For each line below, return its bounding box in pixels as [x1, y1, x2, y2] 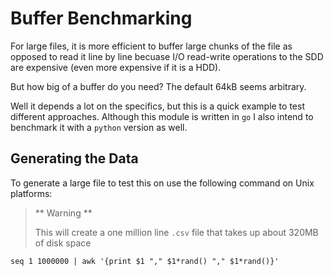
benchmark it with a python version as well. [10, 121, 188, 133]
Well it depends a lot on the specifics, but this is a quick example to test [10, 100, 305, 112]
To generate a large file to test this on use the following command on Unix [10, 177, 315, 189]
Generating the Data [10, 150, 139, 167]
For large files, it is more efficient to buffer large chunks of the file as [10, 40, 293, 52]
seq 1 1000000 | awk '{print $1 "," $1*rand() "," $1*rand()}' [10, 256, 280, 266]
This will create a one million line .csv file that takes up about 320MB [34, 226, 319, 238]
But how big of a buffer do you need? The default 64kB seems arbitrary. [10, 80, 307, 92]
